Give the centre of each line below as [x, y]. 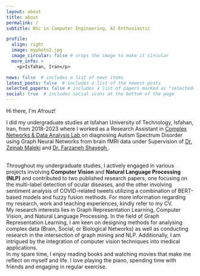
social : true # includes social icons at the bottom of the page [90, 94]
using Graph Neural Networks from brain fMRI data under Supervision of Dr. [99, 141]
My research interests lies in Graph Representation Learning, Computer [93, 210]
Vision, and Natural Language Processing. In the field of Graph [83, 216]
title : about [22, 17]
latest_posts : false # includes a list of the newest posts [84, 83]
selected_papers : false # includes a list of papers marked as [86, 89]
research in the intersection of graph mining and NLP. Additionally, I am [93, 235]
